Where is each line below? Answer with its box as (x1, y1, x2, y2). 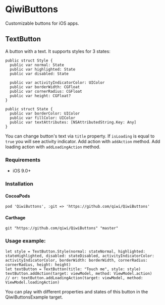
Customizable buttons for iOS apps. (5, 20, 79, 26)
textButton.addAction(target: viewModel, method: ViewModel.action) (5, 271, 152, 276)
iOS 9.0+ (12, 168, 31, 174)
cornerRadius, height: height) (5, 262, 71, 267)
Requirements (5, 156, 41, 163)
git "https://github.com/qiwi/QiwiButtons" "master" (5, 226, 119, 231)
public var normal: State (10, 62, 65, 68)
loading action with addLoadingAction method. (5, 144, 101, 150)
